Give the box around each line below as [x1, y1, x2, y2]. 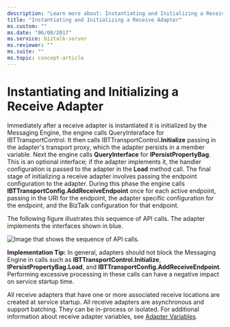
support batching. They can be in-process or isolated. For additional [7, 305, 200, 313]
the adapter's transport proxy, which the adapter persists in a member [7, 143, 205, 151]
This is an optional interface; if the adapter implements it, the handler [7, 157, 202, 166]
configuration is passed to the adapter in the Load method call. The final [7, 165, 211, 173]
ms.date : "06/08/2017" [7, 29, 72, 36]
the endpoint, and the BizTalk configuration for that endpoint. [7, 201, 179, 209]
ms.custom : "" [7, 23, 48, 29]
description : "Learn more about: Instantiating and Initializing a [7, 10, 204, 17]
